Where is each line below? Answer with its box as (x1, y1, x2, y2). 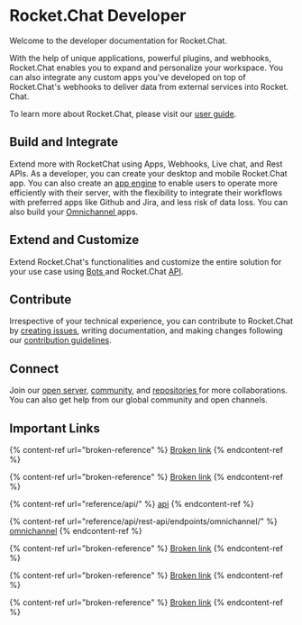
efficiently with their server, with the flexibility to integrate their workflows (9, 186, 283, 198)
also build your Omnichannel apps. (9, 206, 138, 217)
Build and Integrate (9, 134, 119, 149)
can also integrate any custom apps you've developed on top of (9, 71, 246, 82)
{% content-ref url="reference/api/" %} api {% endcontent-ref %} (9, 499, 254, 509)
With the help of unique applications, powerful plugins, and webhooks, (9, 52, 272, 63)
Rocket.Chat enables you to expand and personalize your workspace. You (9, 62, 284, 73)
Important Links (9, 421, 101, 436)
